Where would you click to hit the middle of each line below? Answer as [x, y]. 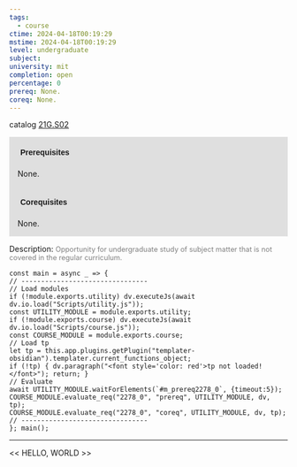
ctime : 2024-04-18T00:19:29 [61, 34]
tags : [19, 17]
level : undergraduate [49, 50]
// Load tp [29, 343]
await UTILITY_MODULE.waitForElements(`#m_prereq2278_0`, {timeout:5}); [146, 390]
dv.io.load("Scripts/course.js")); [75, 328]
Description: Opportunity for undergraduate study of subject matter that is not [141, 249]
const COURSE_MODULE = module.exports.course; [96, 336]
